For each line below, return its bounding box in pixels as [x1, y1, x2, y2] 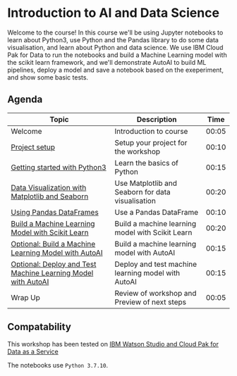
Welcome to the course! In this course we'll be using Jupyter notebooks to [7, 28, 224, 37]
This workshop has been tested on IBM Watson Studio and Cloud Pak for [7, 339, 219, 348]
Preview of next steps [114, 297, 187, 307]
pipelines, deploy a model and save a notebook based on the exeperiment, [7, 65, 224, 74]
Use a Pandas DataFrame [114, 207, 199, 217]
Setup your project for [114, 137, 188, 147]
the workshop [114, 146, 161, 156]
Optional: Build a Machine [11, 239, 96, 249]
